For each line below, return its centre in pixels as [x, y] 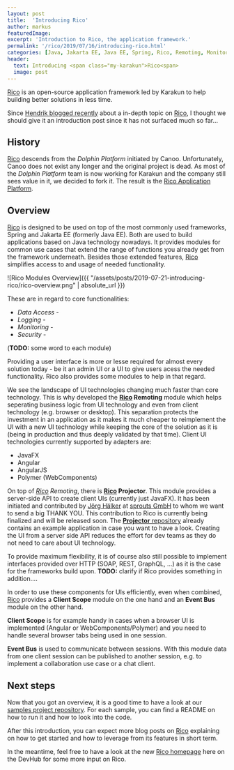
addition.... [23, 579]
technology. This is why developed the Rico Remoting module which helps [114, 398]
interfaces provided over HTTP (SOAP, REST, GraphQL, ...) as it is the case [114, 564]
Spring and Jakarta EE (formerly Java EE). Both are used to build [100, 235]
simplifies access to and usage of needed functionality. [86, 264]
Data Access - [38, 312]
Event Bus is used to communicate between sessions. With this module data [117, 649]
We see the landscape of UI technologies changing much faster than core [113, 390]
